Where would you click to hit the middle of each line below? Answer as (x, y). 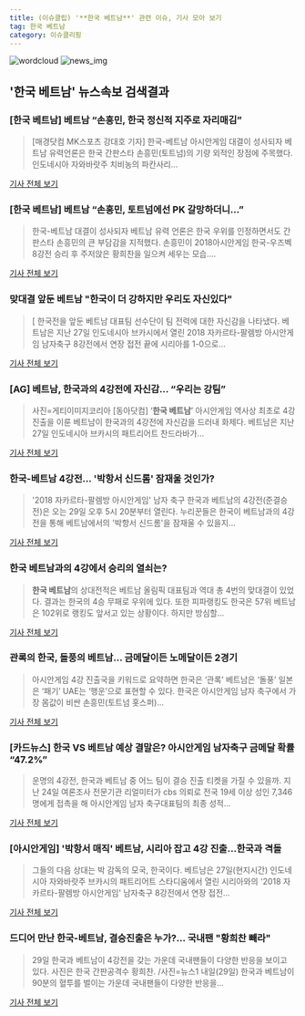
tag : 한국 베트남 (37, 26)
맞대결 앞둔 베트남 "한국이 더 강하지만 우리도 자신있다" (121, 299)
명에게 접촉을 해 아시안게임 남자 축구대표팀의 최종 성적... (131, 803)
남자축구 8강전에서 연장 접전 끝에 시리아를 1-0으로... (133, 344)
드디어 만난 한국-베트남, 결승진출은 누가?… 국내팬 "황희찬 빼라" (140, 938)
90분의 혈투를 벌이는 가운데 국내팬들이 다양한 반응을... (128, 982)
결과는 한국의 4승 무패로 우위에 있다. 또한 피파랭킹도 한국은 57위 (158, 601)
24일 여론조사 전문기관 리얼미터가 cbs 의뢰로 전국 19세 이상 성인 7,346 (167, 792)
